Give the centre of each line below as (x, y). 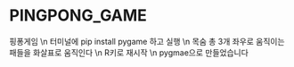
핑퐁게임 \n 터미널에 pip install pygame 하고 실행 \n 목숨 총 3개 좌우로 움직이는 (147, 41)
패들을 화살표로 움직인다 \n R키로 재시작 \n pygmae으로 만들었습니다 (129, 52)
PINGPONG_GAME (78, 16)
